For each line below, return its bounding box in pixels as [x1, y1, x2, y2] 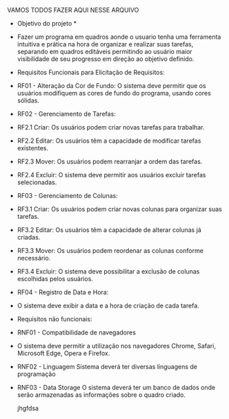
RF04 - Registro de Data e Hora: [17, 288, 109, 296]
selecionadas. [17, 178, 57, 186]
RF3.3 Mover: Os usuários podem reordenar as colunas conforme [17, 247, 203, 255]
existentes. [17, 144, 48, 152]
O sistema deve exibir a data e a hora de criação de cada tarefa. [17, 301, 200, 310]
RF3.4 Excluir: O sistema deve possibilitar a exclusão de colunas [17, 267, 200, 276]
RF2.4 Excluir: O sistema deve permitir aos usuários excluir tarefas [17, 171, 206, 179]
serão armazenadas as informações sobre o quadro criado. [17, 391, 186, 399]
